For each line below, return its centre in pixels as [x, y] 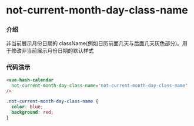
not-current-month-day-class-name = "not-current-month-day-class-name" [100, 86]
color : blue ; [27, 107]
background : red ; [33, 113]
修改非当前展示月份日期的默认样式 [52, 51]
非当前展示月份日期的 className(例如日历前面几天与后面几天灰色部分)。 [94, 43]
